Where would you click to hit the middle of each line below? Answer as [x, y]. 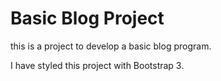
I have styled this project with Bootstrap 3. [97, 65]
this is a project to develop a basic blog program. [111, 46]
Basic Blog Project [87, 18]
